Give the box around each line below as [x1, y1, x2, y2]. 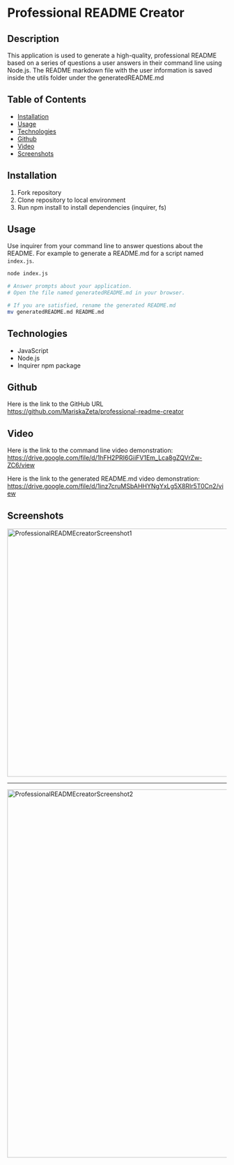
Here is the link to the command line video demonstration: [7, 446, 173, 455]
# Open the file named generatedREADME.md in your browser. [7, 289, 186, 296]
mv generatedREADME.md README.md [7, 308, 104, 315]
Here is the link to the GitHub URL [7, 400, 104, 408]
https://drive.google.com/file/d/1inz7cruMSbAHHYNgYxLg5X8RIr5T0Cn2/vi [7, 482, 224, 491]
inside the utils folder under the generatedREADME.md [7, 73, 164, 82]
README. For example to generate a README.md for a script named [7, 249, 204, 258]
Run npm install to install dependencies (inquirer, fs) [17, 203, 167, 211]
